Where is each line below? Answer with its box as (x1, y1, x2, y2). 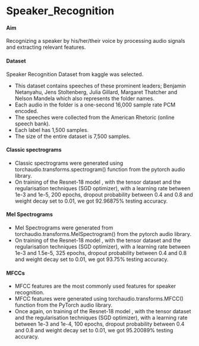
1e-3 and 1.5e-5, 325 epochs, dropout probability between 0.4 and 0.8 (14, 250, 187, 256)
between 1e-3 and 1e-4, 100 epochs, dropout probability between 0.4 (14, 320, 185, 328)
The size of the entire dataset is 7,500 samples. (14, 133, 131, 140)
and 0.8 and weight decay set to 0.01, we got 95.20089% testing (14, 327, 173, 334)
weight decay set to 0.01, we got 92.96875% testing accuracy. (14, 197, 168, 205)
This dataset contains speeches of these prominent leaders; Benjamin (14, 82, 186, 89)
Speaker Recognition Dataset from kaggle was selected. (6, 70, 144, 78)
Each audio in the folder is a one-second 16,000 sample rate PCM (14, 101, 176, 108)
